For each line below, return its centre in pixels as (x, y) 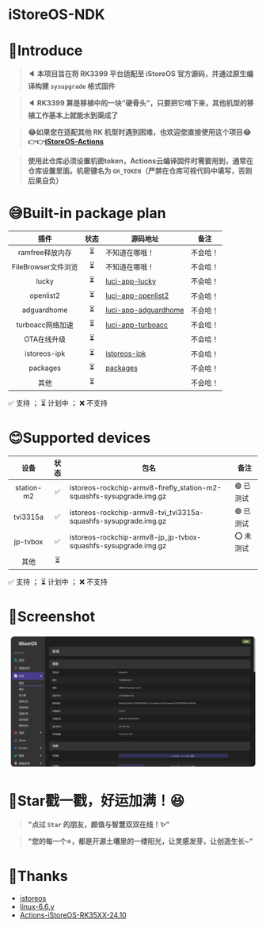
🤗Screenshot (52, 616)
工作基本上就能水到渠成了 (76, 116)
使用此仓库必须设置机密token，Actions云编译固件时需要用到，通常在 (140, 161)
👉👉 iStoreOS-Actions (66, 142)
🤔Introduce (46, 51)
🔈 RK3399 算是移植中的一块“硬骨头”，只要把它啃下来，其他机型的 (137, 103)
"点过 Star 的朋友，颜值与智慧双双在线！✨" (99, 825)
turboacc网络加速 (45, 325)
